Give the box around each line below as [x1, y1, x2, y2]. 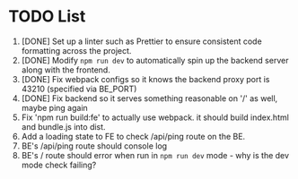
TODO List [8, 6, 86, 27]
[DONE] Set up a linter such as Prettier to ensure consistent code [21, 36, 262, 47]
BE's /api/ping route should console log [21, 141, 168, 151]
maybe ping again [21, 102, 89, 113]
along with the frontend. [21, 64, 111, 75]
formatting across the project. [21, 45, 132, 55]
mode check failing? [21, 159, 97, 170]
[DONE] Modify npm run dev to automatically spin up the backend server [21, 55, 289, 65]
